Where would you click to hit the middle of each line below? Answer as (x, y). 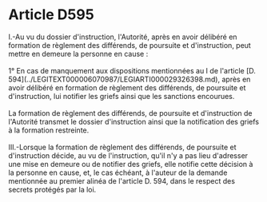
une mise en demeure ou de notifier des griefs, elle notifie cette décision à (131, 164)
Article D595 (51, 15)
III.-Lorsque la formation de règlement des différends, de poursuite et (122, 147)
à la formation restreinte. (49, 130)
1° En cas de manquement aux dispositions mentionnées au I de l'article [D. (132, 70)
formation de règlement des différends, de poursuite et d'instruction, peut (130, 45)
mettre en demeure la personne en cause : (78, 53)
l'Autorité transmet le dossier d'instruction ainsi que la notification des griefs (134, 121)
